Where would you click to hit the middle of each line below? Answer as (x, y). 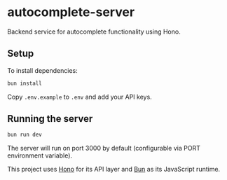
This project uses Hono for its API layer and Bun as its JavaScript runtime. (114, 169)
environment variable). (40, 155)
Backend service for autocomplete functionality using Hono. (94, 32)
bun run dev (25, 135)
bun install (25, 83)
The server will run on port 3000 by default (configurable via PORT (104, 148)
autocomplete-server (71, 12)
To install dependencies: (43, 70)
